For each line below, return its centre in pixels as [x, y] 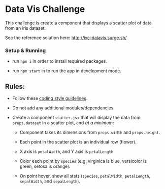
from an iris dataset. [25, 28]
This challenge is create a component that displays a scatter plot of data [78, 23]
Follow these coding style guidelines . [50, 98]
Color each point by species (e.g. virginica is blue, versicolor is [83, 161]
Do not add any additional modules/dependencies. [63, 108]
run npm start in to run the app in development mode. [67, 71]
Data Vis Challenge [45, 9]
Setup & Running [25, 50]
